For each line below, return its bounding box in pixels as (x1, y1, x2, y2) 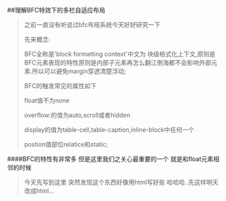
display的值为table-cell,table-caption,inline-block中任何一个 (23, 126, 195, 134)
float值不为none (23, 96, 70, 105)
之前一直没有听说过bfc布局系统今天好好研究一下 (23, 21, 161, 29)
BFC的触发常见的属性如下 (23, 82, 97, 89)
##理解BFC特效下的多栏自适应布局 (7, 6, 105, 14)
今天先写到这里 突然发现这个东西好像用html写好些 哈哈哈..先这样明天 (23, 178, 219, 186)
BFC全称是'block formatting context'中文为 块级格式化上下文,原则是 (23, 50, 216, 58)
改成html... (23, 187, 54, 195)
